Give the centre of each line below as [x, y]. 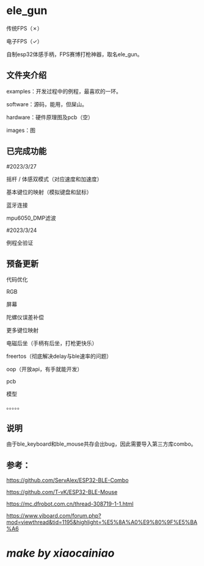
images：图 [21, 130]
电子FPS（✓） [24, 41]
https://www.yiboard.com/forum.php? [54, 516]
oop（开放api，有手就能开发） [45, 369]
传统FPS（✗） [24, 28]
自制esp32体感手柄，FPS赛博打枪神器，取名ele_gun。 [75, 54]
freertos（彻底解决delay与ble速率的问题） [59, 356]
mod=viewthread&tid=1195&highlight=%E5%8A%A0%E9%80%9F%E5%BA [102, 522]
